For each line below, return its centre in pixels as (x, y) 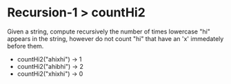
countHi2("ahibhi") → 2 (50, 66)
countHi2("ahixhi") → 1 (49, 59)
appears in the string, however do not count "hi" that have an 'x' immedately (115, 38)
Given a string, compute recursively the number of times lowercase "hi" (109, 31)
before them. (26, 46)
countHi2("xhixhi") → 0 (50, 74)
